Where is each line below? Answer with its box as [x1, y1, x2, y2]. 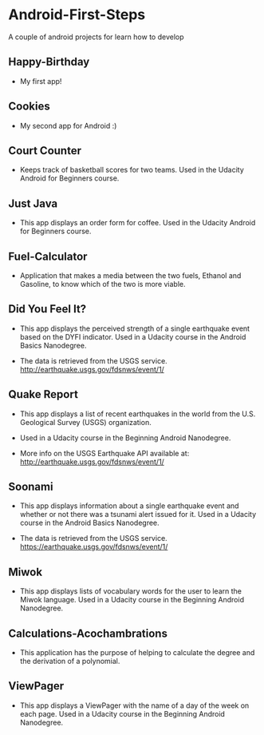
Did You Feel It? [8, 302, 87, 316]
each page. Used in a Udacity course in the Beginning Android [19, 709, 226, 718]
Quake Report [8, 387, 78, 401]
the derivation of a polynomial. [19, 657, 120, 666]
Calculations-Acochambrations [8, 626, 167, 640]
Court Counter [8, 144, 82, 157]
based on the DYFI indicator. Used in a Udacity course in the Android [19, 332, 246, 341]
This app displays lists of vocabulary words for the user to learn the [19, 586, 242, 596]
